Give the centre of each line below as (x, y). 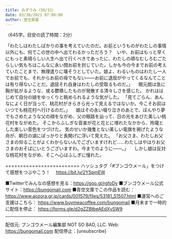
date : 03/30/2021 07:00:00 (34, 15)
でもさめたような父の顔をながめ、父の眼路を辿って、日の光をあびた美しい (84, 117)
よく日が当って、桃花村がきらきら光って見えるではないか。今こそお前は (90, 104)
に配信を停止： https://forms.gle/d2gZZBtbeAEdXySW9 (64, 209)
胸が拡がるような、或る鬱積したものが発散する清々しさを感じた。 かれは (82, 91)
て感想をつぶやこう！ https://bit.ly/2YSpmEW (55, 172)
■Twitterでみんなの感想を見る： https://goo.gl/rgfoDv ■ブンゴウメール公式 (84, 183)
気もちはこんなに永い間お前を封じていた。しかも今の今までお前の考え (93, 65)
